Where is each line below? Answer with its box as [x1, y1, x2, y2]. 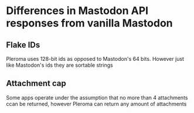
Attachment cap [6, 78, 66, 88]
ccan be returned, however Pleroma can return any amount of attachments [6, 100, 187, 107]
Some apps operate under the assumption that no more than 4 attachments [6, 94, 188, 101]
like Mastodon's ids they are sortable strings [6, 61, 113, 69]
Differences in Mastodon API [6, 4, 148, 18]
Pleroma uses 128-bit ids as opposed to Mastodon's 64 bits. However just [6, 56, 185, 62]
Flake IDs [6, 40, 40, 50]
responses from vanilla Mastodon [6, 16, 173, 30]
